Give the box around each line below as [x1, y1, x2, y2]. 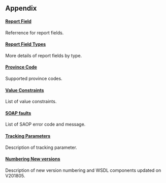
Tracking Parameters [5, 133, 51, 139]
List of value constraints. [5, 99, 57, 105]
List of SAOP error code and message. [5, 121, 86, 128]
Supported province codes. [5, 76, 62, 81]
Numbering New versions [5, 156, 60, 162]
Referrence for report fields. [5, 29, 64, 36]
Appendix [5, 4, 37, 13]
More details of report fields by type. [5, 52, 82, 58]
